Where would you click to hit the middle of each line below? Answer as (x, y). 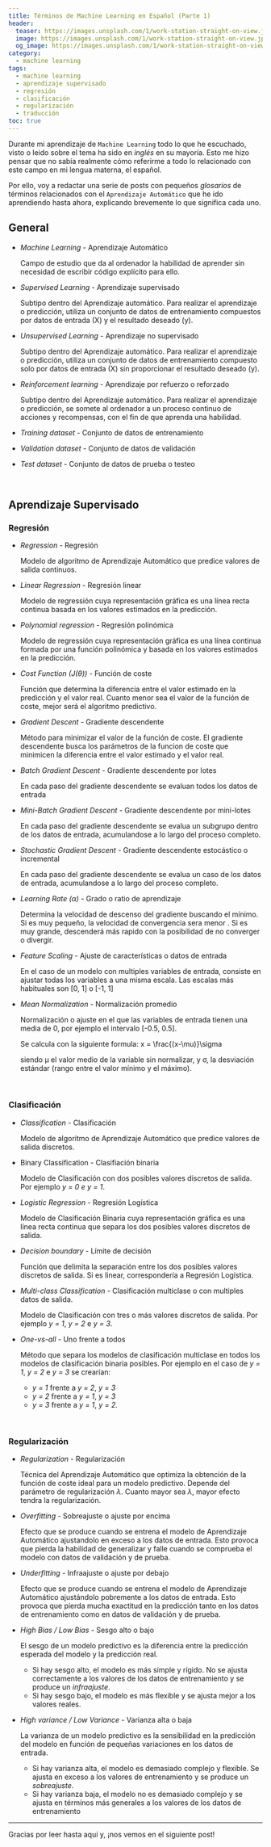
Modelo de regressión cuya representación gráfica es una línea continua (141, 641)
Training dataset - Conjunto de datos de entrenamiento (112, 432)
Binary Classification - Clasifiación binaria (90, 1162)
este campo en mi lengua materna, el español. (85, 170)
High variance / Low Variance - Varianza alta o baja (106, 1719)
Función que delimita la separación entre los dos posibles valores (129, 1266)
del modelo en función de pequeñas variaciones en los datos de (127, 1744)
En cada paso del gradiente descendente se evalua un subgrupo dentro (139, 826)
